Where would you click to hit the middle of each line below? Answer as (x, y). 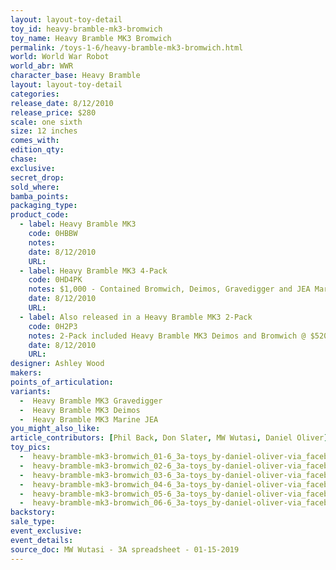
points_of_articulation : (62, 382)
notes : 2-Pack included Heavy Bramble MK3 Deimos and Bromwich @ (167, 336)
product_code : (40, 215)
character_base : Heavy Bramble (75, 76)
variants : (31, 391)
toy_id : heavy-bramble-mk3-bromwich (86, 29)
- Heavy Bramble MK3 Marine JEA (89, 419)
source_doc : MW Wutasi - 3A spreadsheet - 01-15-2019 (125, 549)
